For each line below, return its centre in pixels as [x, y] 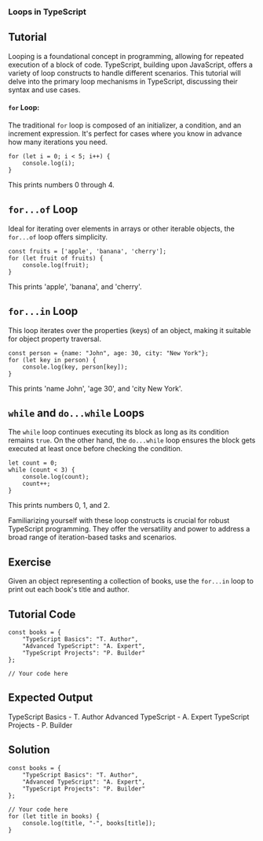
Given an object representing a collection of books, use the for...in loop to [131, 581]
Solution [29, 750]
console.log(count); [56, 477]
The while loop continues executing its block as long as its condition [119, 432]
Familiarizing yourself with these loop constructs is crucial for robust [119, 521]
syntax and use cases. [44, 90]
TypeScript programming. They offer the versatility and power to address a [129, 529]
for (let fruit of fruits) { [56, 258]
